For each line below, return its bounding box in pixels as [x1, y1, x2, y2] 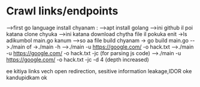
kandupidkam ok [6, 74, 48, 81]
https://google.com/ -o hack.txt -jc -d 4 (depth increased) [6, 56, 150, 63]
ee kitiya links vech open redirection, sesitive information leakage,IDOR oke [6, 67, 192, 74]
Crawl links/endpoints [6, 4, 119, 18]
